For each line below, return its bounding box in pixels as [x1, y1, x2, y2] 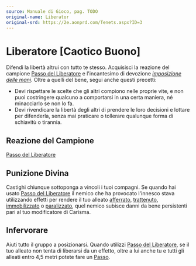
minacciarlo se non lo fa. [14, 100, 74, 107]
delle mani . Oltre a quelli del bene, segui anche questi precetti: [6, 77, 157, 84]
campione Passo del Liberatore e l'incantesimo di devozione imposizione [6, 70, 182, 77]
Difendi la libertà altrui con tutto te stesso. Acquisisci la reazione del [6, 64, 170, 71]
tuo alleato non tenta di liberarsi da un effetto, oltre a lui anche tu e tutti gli [6, 247, 184, 254]
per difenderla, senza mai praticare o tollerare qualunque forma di [14, 112, 174, 120]
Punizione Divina [6, 168, 69, 178]
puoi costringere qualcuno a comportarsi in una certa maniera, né [14, 94, 173, 101]
